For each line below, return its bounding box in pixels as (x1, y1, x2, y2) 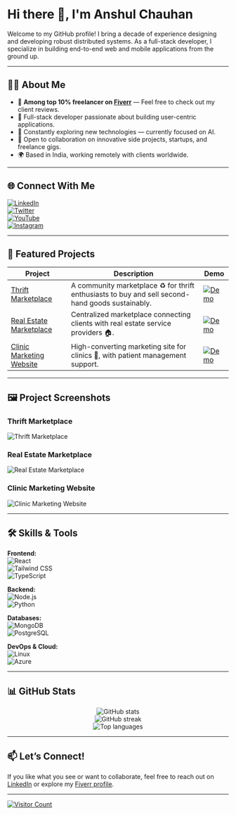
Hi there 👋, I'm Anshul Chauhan (7, 6, 193, 23)
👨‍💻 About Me (7, 79, 66, 91)
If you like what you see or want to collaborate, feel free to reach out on (7, 773, 214, 781)
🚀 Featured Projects (7, 248, 96, 259)
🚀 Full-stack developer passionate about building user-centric (17, 113, 197, 121)
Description (113, 269, 154, 278)
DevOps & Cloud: (7, 643, 58, 651)
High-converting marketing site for (71, 342, 187, 352)
